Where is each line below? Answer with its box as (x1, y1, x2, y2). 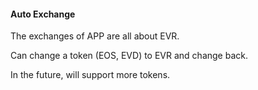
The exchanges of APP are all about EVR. (10, 30, 180, 42)
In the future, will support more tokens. (10, 69, 171, 81)
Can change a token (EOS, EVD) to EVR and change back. (10, 50, 248, 62)
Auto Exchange (10, 8, 76, 20)
